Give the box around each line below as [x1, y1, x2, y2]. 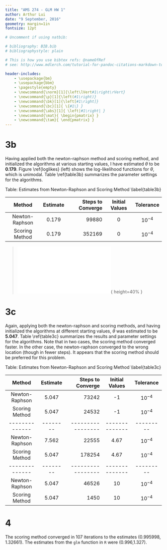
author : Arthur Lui [5, 12, 46, 17]
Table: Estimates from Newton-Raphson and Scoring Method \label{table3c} [5, 364, 162, 370]
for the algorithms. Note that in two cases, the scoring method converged [5, 339, 156, 344]
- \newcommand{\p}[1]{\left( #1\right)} [14, 94, 97, 99]
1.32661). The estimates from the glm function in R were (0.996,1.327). [5, 539, 147, 545]
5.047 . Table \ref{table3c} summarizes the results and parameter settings [5, 333, 157, 339]
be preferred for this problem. [5, 355, 66, 360]
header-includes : [5, 71, 41, 76]
